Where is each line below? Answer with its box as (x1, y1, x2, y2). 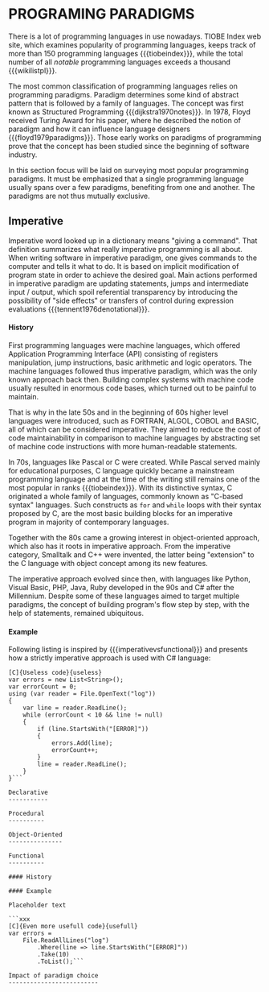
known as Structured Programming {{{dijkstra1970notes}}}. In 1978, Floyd (8, 106, 251, 117)
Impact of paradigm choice (8, 972, 99, 980)
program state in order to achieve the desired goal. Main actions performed (8, 270, 258, 279)
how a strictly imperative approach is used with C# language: (8, 653, 211, 663)
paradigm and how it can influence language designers (8, 124, 191, 134)
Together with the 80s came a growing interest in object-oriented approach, (8, 532, 260, 542)
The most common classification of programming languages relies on (8, 81, 238, 91)
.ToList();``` (37, 957, 84, 966)
